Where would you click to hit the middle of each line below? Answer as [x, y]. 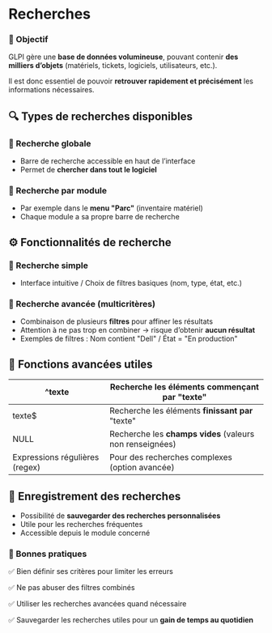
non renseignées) [142, 444]
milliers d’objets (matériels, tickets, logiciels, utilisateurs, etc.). [113, 66]
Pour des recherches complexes [170, 457]
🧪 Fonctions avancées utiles [81, 364]
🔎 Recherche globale [50, 143]
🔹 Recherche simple [49, 266]
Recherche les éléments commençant [184, 387]
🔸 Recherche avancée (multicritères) [82, 304]
